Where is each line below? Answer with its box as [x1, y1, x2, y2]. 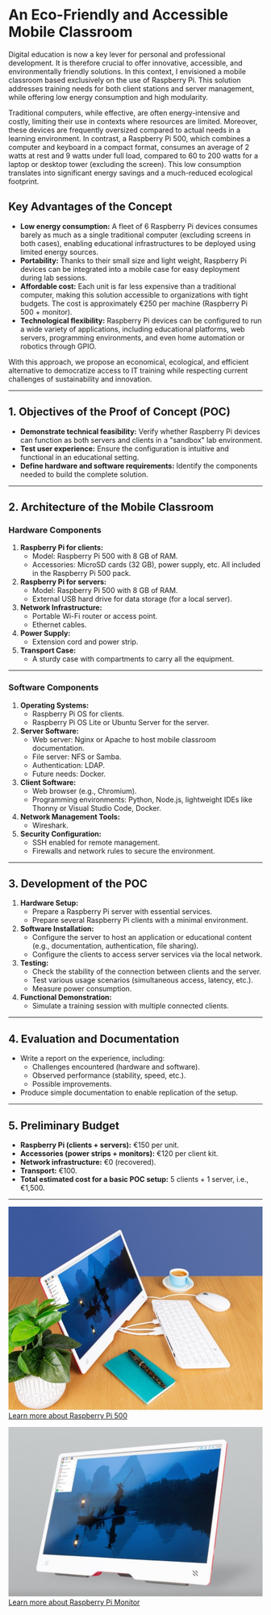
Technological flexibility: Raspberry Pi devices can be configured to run [19, 315, 262, 325]
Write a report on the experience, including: [19, 1054, 165, 1063]
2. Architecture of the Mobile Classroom [8, 500, 214, 514]
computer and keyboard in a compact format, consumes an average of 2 [8, 142, 250, 152]
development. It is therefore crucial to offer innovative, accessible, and [8, 58, 244, 68]
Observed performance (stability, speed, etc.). [31, 1070, 186, 1080]
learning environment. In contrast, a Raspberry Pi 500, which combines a [8, 133, 251, 143]
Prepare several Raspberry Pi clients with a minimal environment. [31, 916, 248, 925]
